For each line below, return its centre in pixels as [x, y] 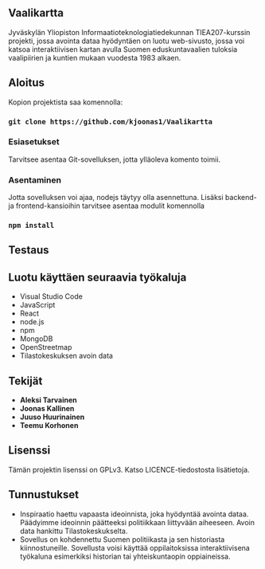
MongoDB [36, 339]
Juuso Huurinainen [52, 417]
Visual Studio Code [51, 296]
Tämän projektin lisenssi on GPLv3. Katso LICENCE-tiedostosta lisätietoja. [129, 469]
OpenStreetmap [46, 347]
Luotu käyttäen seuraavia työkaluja [97, 277]
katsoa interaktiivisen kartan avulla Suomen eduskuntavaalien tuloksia [123, 49]
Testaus [29, 250]
